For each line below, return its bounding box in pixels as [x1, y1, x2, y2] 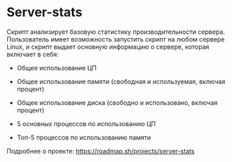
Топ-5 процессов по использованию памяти [16, 133, 152, 142]
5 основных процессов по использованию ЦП [16, 119, 157, 127]
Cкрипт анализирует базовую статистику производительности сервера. [6, 27, 226, 36]
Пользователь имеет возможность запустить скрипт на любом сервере [6, 35, 225, 43]
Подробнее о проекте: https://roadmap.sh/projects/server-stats [6, 147, 195, 155]
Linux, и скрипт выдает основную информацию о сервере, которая [6, 42, 209, 51]
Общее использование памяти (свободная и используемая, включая [16, 77, 226, 85]
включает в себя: [6, 50, 59, 58]
